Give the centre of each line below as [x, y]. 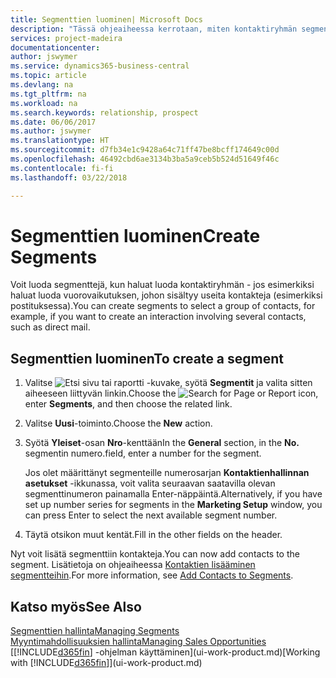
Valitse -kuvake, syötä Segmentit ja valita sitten [168, 383]
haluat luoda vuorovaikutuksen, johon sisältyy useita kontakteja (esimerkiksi [166, 295]
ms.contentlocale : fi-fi [62, 168]
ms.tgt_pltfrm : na [48, 94]
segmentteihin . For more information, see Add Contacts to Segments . [152, 575]
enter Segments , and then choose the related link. [128, 404]
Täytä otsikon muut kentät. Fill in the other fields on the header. [153, 535]
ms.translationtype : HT [60, 141]
